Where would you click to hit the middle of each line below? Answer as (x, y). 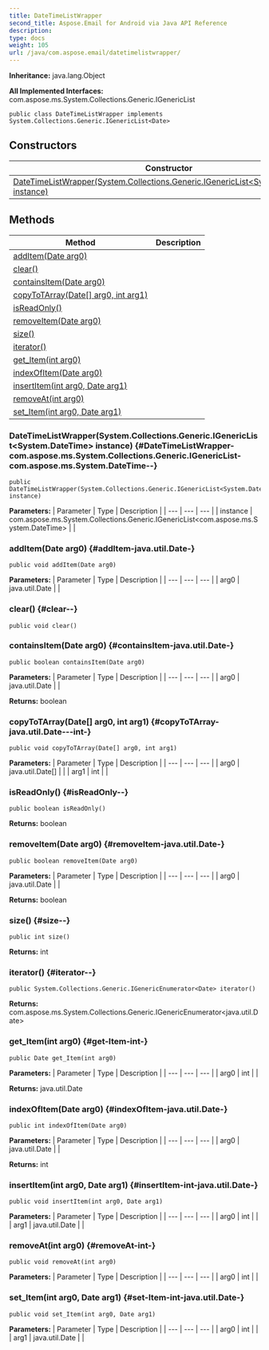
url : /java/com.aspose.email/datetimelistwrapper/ (95, 53)
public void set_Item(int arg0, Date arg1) (83, 1314)
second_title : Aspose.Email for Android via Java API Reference (118, 23)
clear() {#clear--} (44, 609)
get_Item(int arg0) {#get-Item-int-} (79, 1042)
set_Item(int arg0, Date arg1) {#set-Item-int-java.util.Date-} (127, 1297)
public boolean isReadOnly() (57, 809)
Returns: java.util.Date (46, 1088)
